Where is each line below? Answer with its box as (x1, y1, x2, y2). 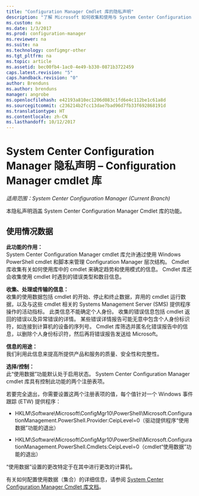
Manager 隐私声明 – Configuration (6, 159, 176, 173)
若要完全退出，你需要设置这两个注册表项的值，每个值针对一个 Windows (6, 390, 181, 397)
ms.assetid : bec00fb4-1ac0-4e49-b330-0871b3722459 (6, 64, 134, 70)
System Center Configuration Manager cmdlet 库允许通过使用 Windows (6, 251, 181, 258)
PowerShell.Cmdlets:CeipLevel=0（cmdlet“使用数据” (58, 443, 187, 450)
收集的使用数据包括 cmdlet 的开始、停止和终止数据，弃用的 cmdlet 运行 (6, 293, 181, 300)
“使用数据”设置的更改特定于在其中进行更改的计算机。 (6, 463, 136, 470)
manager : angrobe (6, 91, 49, 97)
